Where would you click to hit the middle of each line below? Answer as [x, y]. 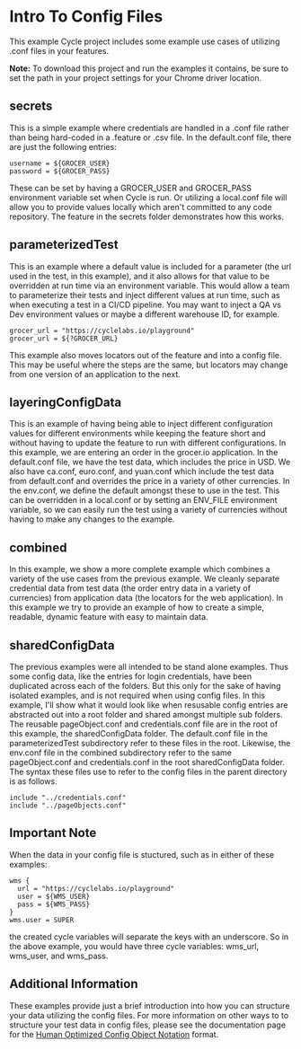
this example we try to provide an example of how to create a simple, [137, 607]
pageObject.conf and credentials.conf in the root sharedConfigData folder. [147, 762]
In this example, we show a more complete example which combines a [140, 569]
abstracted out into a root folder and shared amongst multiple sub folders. [146, 714]
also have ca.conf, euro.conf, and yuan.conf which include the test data [142, 472]
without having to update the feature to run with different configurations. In [148, 443]
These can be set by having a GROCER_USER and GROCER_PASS [131, 188]
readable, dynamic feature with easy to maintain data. [109, 617]
